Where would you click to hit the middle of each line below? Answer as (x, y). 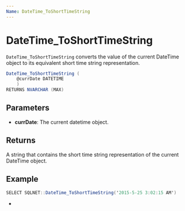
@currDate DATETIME (40, 79)
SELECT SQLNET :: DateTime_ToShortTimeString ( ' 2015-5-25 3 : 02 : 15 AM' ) (91, 193)
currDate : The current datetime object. (61, 122)
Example (22, 179)
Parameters (28, 108)
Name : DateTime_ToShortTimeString (48, 11)
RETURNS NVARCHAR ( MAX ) (35, 90)
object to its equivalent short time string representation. (73, 63)
